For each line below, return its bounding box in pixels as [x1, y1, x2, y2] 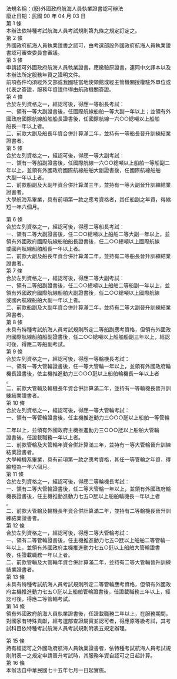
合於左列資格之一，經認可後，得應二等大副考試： [6, 275, 125, 281]
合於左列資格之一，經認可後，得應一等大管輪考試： [6, 407, 130, 414]
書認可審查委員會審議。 [6, 49, 63, 56]
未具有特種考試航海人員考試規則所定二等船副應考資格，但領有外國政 [6, 326, 171, 333]
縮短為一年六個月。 [6, 463, 53, 470]
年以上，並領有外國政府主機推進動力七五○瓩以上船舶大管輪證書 [6, 544, 161, 551]
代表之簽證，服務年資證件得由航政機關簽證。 [6, 86, 115, 93]
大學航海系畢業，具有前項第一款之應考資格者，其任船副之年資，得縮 [6, 196, 171, 203]
